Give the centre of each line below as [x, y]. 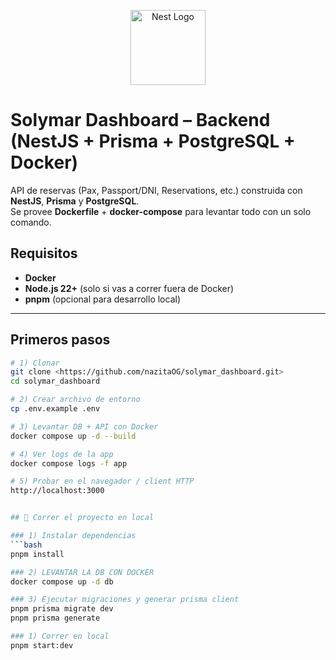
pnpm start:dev [42, 645]
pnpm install [37, 554]
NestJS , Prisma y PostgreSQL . [75, 201]
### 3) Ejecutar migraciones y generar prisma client [125, 600]
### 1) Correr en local [60, 636]
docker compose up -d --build [73, 436]
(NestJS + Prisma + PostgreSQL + [153, 141]
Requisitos [44, 253]
